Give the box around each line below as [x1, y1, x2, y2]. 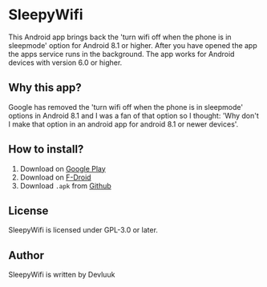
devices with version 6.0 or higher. [8, 58, 123, 67]
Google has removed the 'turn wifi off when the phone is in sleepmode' [8, 102, 243, 111]
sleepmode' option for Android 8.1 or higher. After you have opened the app [8, 40, 258, 50]
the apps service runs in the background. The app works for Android [8, 49, 235, 59]
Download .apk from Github [19, 180, 112, 190]
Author [8, 249, 44, 262]
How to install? [8, 143, 84, 156]
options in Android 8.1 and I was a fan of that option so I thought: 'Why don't [8, 111, 259, 120]
